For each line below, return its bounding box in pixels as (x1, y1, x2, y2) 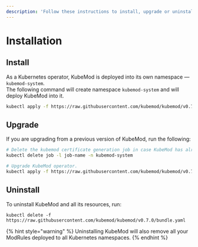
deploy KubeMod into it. (6, 92, 64, 99)
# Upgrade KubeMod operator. (6, 163, 78, 169)
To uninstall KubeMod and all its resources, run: (6, 200, 122, 207)
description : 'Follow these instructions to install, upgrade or (6, 8, 170, 15)
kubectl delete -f (6, 212, 51, 218)
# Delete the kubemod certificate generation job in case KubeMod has (6, 147, 183, 153)
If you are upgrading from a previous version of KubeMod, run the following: (6, 135, 191, 142)
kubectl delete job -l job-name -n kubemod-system (6, 152, 133, 158)
